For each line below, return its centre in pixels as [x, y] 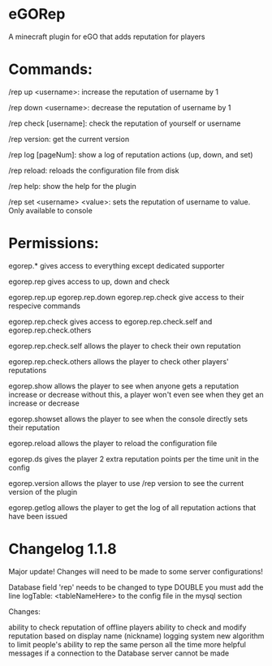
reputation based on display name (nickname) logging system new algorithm [136, 636]
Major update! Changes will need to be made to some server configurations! [136, 571]
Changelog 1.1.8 [63, 549]
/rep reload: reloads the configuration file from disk [94, 170]
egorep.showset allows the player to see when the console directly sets [128, 419]
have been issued [38, 516]
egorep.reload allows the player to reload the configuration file [113, 443]
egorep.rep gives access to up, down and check [89, 281]
